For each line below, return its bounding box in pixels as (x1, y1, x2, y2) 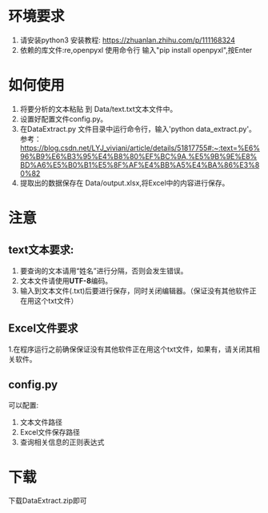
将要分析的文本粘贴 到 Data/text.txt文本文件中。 (19, 104, 178, 113)
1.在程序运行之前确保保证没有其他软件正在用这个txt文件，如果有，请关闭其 (8, 344, 254, 354)
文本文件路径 (19, 417, 62, 427)
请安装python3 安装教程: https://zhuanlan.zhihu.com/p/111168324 (19, 35, 236, 45)
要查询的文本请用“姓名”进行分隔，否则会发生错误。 (19, 265, 188, 276)
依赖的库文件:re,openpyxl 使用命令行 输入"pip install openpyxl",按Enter (19, 45, 253, 54)
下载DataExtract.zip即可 (8, 496, 87, 506)
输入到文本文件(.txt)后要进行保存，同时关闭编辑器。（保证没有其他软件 (19, 285, 250, 296)
